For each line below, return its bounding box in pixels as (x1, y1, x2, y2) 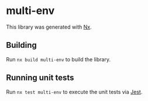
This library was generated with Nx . (6, 23, 92, 30)
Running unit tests (6, 73, 74, 83)
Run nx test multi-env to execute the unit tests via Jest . (6, 88, 143, 95)
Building (6, 40, 37, 50)
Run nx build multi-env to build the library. (6, 55, 111, 62)
